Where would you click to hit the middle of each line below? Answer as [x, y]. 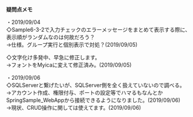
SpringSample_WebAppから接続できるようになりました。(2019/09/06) [93, 100]
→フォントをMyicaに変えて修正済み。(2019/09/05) [69, 65]
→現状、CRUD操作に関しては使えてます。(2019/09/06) [74, 108]
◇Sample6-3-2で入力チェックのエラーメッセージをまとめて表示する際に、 [98, 30]
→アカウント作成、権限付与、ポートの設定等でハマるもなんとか [85, 93]
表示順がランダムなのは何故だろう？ [51, 37]
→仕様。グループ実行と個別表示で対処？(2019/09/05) [72, 45]
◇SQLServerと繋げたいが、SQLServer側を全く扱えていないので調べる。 [96, 85]
